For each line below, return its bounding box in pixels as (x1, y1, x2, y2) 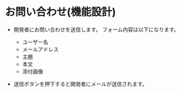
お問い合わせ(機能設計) (5, 5, 117, 19)
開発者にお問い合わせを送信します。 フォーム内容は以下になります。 (13, 26, 180, 33)
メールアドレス (22, 45, 59, 53)
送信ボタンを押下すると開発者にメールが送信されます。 (13, 80, 148, 87)
